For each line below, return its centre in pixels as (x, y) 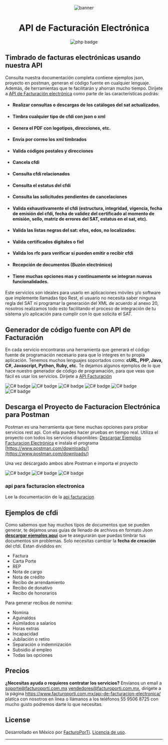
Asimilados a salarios (34, 623)
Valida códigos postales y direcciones (53, 151)
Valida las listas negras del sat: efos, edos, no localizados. (74, 230)
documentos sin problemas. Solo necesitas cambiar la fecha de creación (80, 541)
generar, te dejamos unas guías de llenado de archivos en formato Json (79, 530)
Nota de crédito (28, 577)
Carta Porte (24, 561)
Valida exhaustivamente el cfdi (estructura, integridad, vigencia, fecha (87, 208)
